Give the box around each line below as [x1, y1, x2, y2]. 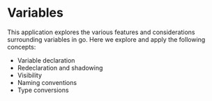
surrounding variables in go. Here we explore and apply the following [7, 35, 206, 43]
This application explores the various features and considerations [7, 28, 195, 36]
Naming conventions [17, 78, 77, 86]
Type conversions [17, 86, 69, 94]
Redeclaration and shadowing [17, 63, 103, 72]
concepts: [7, 42, 36, 51]
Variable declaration [17, 56, 75, 64]
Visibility [17, 71, 43, 79]
